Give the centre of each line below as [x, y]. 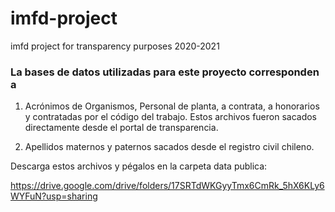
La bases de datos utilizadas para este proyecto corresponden [165, 72]
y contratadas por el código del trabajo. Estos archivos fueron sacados [171, 117]
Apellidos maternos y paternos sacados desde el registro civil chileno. [169, 147]
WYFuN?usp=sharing [54, 196]
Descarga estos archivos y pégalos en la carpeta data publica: [139, 166]
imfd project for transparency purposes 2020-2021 [115, 46]
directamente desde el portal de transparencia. [121, 128]
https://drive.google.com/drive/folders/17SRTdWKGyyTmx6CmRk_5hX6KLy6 [167, 186]
